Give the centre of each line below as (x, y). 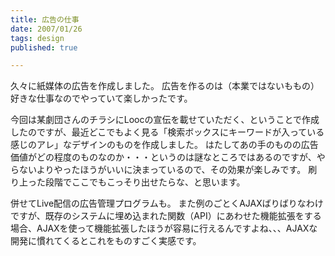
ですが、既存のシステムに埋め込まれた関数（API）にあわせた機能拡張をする (166, 216)
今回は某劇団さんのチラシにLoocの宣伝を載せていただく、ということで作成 (165, 120)
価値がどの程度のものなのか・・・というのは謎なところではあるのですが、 (163, 157)
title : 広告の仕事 (45, 19)
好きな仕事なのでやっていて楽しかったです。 (101, 98)
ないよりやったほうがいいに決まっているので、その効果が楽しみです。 (162, 170)
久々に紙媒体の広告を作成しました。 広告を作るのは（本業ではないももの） (165, 86)
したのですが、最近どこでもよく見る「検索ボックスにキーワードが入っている (167, 132)
